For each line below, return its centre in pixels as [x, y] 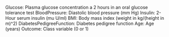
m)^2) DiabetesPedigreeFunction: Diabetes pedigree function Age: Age [80, 23]
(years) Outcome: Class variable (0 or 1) [47, 29]
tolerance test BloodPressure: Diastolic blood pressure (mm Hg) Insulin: [80, 13]
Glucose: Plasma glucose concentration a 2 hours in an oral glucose [77, 7]
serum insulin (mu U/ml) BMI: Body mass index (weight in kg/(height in [91, 18]
